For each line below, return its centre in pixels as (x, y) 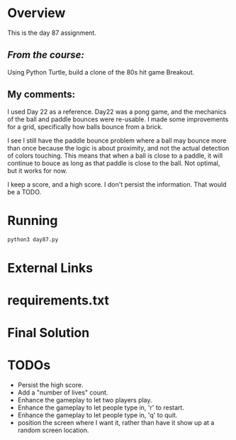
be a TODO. (24, 192)
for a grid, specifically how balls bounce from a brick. (85, 126)
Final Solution (49, 332)
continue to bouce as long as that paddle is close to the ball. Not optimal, (114, 163)
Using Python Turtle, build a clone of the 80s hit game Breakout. (101, 72)
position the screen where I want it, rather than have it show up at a (116, 422)
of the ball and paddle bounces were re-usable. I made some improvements (118, 119)
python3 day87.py (33, 239)
